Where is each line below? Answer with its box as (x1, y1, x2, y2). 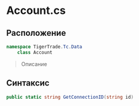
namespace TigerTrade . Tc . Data (6, 44, 83, 50)
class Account (17, 49, 53, 55)
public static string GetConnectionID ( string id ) (6, 94, 134, 100)
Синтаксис (6, 78, 50, 88)
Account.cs (6, 4, 66, 18)
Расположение (6, 28, 66, 38)
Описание (21, 60, 47, 67)
